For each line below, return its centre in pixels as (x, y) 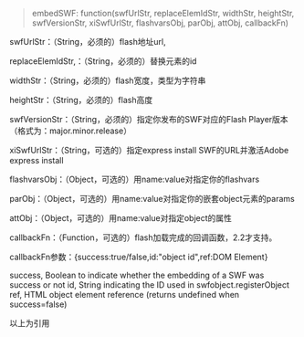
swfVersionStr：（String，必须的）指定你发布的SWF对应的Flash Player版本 (149, 119)
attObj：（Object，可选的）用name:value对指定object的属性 (121, 218)
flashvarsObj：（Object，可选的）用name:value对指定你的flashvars (135, 179)
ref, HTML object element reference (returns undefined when (125, 295)
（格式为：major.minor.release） (71, 131)
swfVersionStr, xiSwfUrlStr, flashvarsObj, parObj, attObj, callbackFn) (160, 23)
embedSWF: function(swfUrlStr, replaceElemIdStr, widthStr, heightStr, (163, 13)
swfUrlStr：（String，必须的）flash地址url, (88, 42)
